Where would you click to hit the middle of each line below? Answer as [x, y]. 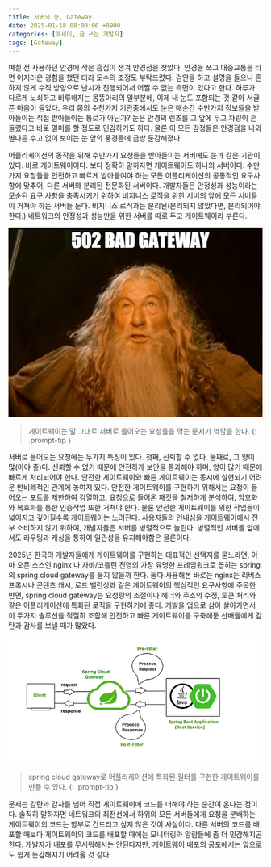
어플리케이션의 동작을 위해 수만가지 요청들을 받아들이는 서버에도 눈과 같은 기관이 [134, 155]
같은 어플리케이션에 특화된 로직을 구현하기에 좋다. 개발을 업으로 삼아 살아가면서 [132, 605]
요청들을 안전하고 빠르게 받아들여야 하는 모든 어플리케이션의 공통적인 [131, 176]
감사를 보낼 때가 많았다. [60, 625]
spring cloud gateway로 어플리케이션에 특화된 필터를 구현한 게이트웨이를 [144, 777]
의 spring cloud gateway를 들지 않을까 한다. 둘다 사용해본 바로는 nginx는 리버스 [135, 575]
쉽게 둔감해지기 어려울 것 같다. [64, 854]
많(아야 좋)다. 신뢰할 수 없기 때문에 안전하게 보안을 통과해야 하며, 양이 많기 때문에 [135, 467]
